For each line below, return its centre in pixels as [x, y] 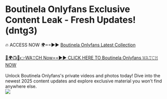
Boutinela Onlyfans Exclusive [68, 9]
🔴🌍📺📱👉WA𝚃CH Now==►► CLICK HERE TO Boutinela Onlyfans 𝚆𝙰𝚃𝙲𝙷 [82, 58]
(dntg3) [21, 31]
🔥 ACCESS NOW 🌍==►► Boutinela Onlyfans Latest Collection [70, 45]
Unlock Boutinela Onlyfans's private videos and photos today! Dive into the [83, 75]
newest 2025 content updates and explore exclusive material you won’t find [84, 81]
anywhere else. [21, 86]
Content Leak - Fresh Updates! [70, 20]
